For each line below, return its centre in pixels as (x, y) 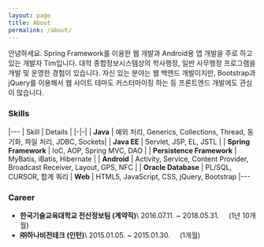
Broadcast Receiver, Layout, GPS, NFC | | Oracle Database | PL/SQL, (120, 167)
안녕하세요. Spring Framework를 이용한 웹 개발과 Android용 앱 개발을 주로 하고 (130, 53)
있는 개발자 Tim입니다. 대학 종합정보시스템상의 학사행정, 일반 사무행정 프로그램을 (132, 63)
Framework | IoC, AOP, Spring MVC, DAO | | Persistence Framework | (123, 150)
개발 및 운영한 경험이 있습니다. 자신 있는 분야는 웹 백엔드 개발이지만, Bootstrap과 (132, 73)
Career (22, 197)
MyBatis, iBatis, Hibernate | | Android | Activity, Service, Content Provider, (128, 159)
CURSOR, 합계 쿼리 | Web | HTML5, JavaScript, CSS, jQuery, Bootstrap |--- (129, 176)
